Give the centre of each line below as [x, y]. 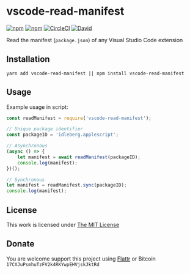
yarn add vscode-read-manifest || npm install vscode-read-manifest [95, 73]
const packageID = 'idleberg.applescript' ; [63, 135]
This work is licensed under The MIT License [63, 225]
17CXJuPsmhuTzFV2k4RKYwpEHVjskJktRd [53, 264]
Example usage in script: [37, 107]
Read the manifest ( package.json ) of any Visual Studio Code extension [95, 40]
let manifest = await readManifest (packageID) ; [79, 157]
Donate [20, 244]
